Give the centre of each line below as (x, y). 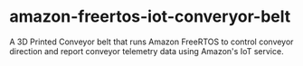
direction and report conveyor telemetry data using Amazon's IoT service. (147, 51)
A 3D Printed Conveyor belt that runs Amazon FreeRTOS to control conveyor (151, 42)
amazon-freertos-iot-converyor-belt (150, 17)
